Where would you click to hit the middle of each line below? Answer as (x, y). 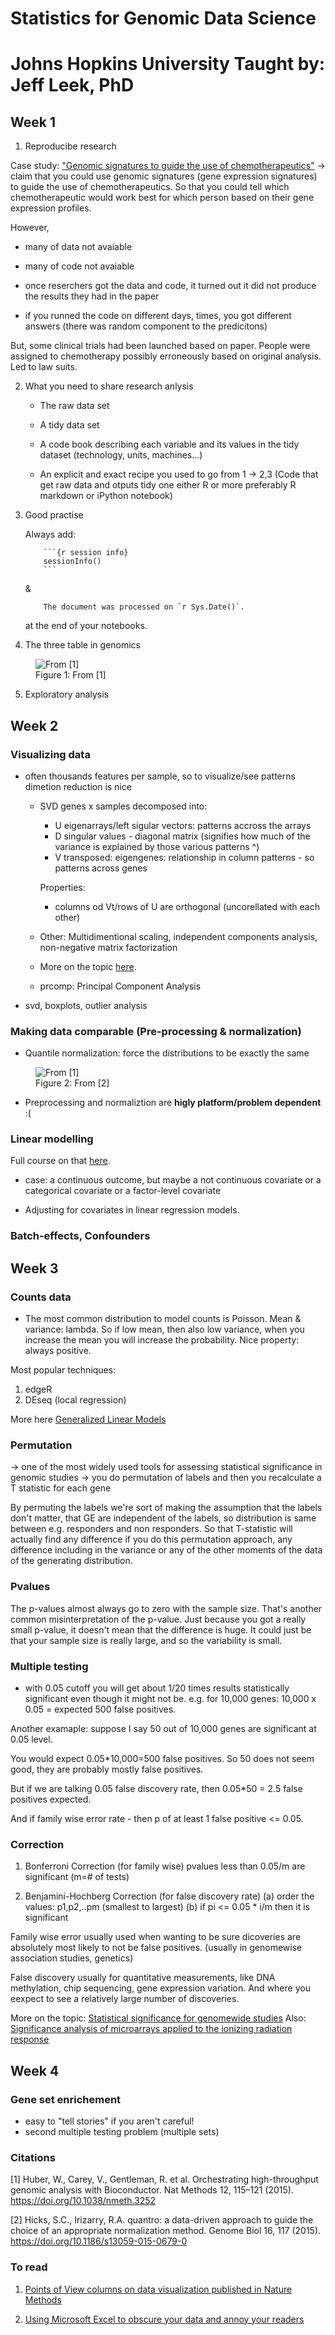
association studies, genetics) (72, 1958)
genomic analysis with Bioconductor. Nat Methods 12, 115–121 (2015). (152, 2190)
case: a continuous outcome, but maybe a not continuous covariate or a (173, 1180)
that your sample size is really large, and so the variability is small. (146, 1640)
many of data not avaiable (78, 247)
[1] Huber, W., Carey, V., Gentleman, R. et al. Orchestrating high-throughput (164, 2179)
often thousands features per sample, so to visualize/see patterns (160, 776)
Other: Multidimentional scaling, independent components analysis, (178, 936)
